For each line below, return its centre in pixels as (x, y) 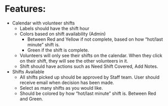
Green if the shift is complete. (58, 50)
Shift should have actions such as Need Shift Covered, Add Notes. (89, 66)
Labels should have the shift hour (55, 28)
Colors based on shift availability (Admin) (63, 34)
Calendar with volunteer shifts (43, 23)
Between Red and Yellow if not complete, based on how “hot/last (95, 39)
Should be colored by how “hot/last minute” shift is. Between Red (88, 93)
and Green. (31, 99)
